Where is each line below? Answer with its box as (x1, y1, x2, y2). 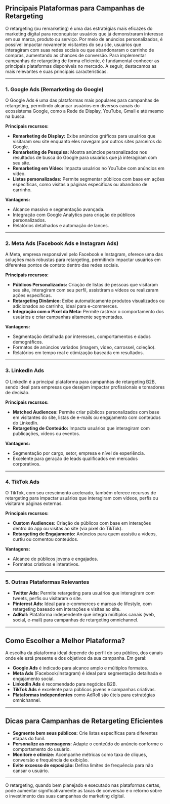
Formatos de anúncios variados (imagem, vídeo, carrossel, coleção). (12, 344, 156, 351)
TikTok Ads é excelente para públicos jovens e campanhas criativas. (12, 687, 156, 693)
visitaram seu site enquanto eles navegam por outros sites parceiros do (12, 139, 162, 145)
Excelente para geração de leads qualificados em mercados (12, 455, 138, 461)
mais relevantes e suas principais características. (5, 68, 108, 74)
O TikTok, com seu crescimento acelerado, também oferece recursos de (5, 490, 156, 495)
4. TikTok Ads (5, 478, 39, 485)
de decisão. (5, 389, 30, 395)
